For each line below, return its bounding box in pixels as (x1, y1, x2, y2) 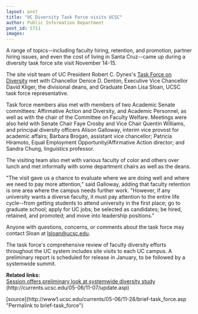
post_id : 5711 (6, 25, 41, 31)
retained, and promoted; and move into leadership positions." (6, 212, 155, 219)
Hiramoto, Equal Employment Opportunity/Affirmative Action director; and (6, 139, 185, 146)
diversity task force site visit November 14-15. (6, 60, 117, 67)
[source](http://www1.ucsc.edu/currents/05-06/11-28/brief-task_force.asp (6, 296, 187, 303)
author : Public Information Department (6, 20, 104, 25)
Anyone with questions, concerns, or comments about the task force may (6, 224, 184, 231)
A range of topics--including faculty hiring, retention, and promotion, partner (6, 47, 192, 54)
